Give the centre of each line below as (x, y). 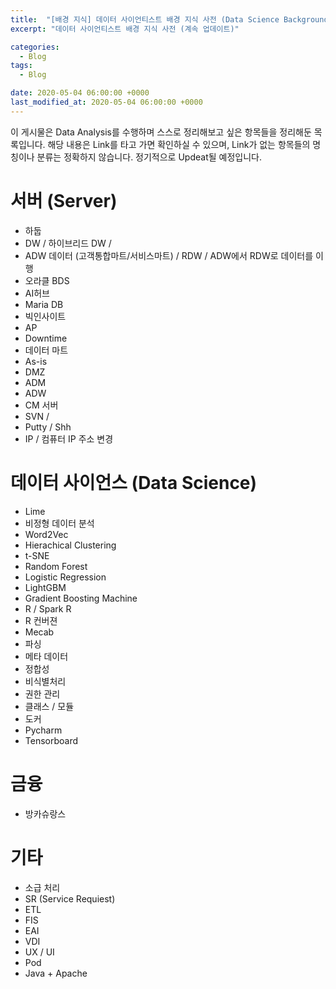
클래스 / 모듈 (49, 706)
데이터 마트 (46, 350)
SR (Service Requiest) (70, 898)
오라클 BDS (47, 280)
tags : (21, 66)
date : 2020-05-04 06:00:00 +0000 (80, 93)
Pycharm (43, 730)
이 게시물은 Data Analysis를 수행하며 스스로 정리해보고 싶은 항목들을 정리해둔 (161, 132)
